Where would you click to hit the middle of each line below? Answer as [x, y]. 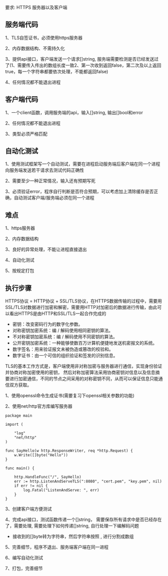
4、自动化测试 [20, 260]
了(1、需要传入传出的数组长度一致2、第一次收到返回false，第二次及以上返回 [83, 65]
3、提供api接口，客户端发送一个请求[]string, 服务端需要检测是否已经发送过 [82, 59]
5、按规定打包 [20, 271]
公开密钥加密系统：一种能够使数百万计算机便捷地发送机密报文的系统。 [85, 343]
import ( [14, 425]
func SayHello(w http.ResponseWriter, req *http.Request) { [69, 451]
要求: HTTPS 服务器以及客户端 [36, 7]
